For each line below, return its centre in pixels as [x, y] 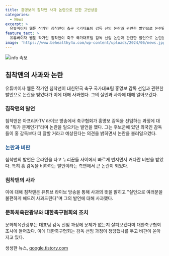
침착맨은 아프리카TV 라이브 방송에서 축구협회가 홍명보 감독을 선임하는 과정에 [80, 120]
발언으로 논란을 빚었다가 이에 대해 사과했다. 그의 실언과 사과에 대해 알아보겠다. [82, 94]
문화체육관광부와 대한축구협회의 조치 [47, 213]
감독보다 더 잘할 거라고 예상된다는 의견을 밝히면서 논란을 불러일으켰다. [88, 133]
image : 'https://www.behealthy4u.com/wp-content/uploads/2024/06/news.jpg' [86, 43]
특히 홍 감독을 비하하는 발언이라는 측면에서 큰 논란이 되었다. [70, 166]
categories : [18, 15]
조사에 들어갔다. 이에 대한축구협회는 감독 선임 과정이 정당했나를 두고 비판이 [78, 231]
